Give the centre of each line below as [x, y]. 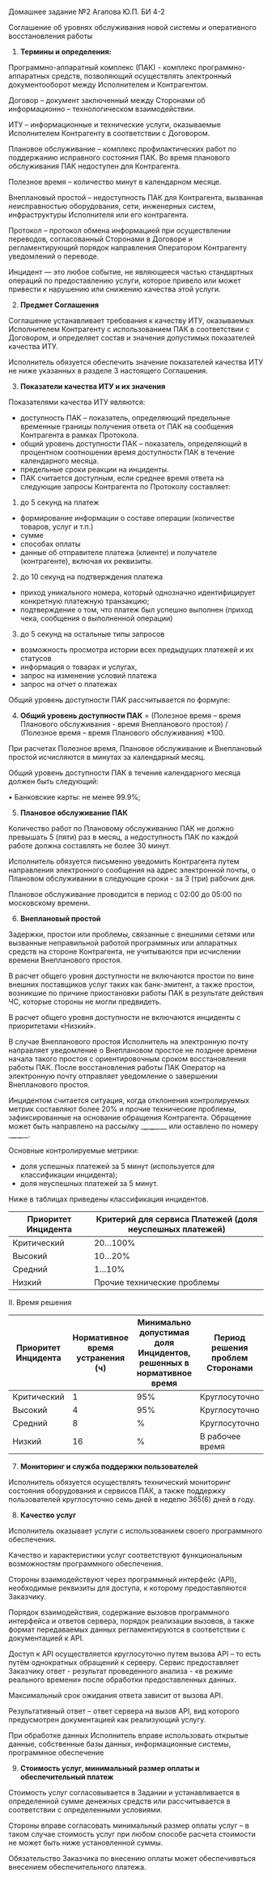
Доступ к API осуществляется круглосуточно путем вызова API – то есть [135, 1654]
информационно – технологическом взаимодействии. [102, 109]
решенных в [164, 1363]
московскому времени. [49, 903]
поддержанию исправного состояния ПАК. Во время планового [119, 158]
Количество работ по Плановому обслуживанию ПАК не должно [121, 828]
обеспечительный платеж [67, 1777]
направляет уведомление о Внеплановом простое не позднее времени [133, 1050]
